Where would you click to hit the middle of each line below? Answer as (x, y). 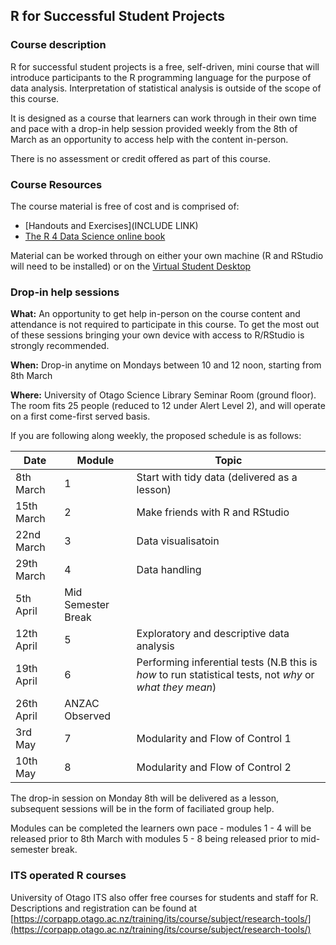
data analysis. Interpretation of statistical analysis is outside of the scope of (166, 88)
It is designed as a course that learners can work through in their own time (163, 118)
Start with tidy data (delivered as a (217, 477)
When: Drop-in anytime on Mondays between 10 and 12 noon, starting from (166, 365)
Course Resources (56, 184)
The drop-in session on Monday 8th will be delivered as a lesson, (145, 798)
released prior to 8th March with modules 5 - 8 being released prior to (154, 839)
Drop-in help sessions (65, 292)
